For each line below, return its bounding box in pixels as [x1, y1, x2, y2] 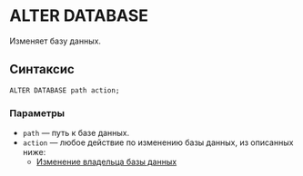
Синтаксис [9, 62, 75, 77]
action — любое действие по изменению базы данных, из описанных [22, 137, 294, 148]
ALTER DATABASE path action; [9, 85, 120, 95]
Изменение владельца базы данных [35, 156, 177, 168]
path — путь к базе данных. [22, 128, 130, 139]
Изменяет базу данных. [9, 35, 102, 46]
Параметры [9, 106, 66, 119]
